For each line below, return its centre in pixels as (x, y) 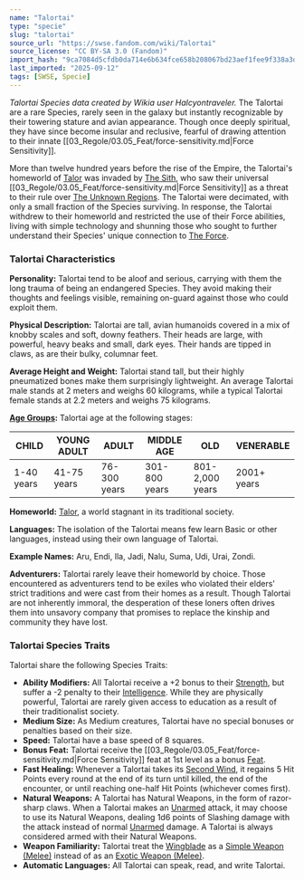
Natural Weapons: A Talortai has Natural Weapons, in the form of (144, 799)
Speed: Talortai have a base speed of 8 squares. (114, 741)
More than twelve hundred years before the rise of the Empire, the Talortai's (151, 167)
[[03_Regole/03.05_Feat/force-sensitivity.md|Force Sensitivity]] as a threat (149, 187)
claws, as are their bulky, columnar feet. (84, 354)
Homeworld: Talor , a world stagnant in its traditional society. (122, 512)
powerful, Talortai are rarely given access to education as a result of (150, 702)
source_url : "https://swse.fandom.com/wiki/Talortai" (113, 43)
